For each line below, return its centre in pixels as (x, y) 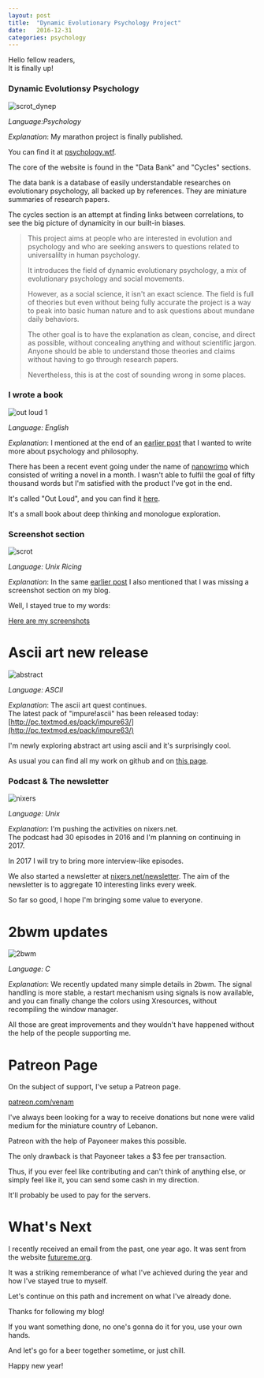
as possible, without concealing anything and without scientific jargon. (142, 342)
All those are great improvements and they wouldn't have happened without (131, 1025)
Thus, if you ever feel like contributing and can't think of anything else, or (127, 1171)
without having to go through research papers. (103, 359)
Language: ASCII (36, 690)
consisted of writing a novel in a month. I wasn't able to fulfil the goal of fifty (132, 475)
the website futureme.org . (50, 1257)
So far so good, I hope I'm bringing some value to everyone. (106, 900)
